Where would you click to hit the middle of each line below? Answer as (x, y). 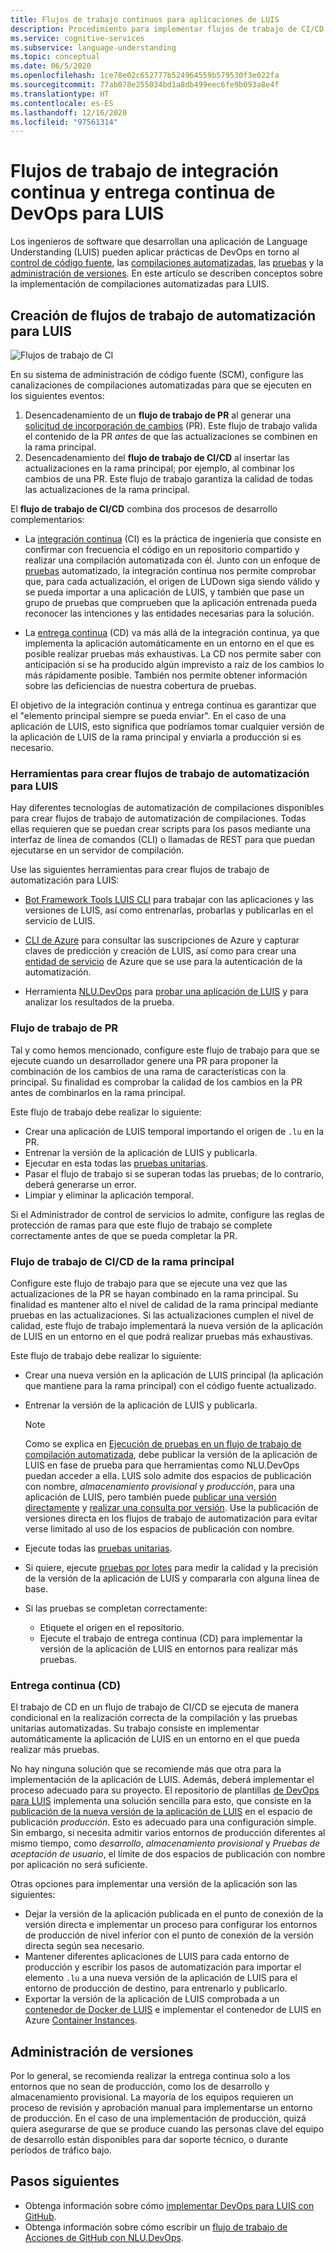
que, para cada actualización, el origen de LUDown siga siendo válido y (172, 581)
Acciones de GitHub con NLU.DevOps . (104, 2237)
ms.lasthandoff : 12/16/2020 (69, 112)
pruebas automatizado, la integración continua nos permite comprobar (170, 570)
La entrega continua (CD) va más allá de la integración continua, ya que (172, 632)
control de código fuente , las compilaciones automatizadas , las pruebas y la (167, 263)
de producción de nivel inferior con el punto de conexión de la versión (169, 1935)
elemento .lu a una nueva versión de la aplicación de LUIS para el (161, 1978)
